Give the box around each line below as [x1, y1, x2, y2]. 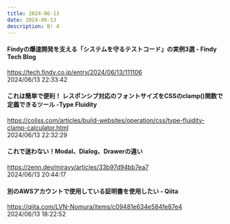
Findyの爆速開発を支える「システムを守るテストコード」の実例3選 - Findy [7, 45, 217, 53]
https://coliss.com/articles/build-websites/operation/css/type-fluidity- [7, 116, 205, 124]
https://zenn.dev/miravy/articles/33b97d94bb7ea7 [7, 163, 149, 171]
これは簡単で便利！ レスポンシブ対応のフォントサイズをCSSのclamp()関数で [7, 92, 223, 100]
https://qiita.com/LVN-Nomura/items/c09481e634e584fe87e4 [7, 203, 183, 211]
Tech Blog [7, 52, 36, 60]
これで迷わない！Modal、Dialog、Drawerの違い [7, 147, 143, 155]
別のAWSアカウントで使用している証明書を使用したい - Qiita [7, 187, 179, 195]
